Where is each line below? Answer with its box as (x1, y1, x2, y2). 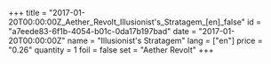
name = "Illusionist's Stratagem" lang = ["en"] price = (67, 35, 263, 46)
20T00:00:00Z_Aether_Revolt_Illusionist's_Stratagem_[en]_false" (8, 17, 246, 27)
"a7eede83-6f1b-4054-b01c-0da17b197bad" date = (8, 26, 197, 36)
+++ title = (8, 8, 48, 18)
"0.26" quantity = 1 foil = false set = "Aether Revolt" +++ (8, 45, 214, 55)
